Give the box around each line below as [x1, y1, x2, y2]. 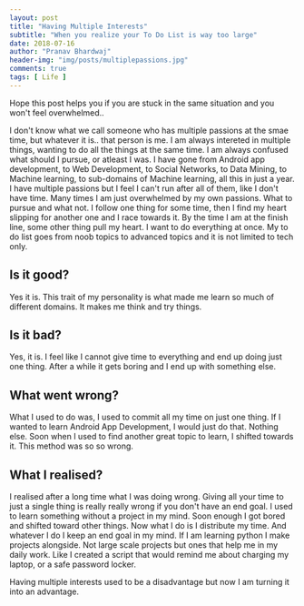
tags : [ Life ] [9, 73, 67, 82]
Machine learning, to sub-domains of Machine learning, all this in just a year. [9, 173, 295, 184]
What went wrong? [9, 388, 120, 403]
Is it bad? [9, 327, 62, 342]
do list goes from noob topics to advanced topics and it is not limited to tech [9, 231, 294, 242]
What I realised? [9, 467, 103, 482]
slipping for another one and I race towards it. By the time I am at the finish [9, 211, 289, 223]
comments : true [9, 65, 67, 74]
